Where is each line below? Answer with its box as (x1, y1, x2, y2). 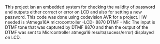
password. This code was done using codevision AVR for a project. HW (5, 14, 147, 20)
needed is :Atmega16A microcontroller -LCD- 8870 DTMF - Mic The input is (5, 19, 156, 25)
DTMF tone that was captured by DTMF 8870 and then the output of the (5, 24, 148, 30)
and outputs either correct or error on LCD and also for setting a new (5, 9, 142, 15)
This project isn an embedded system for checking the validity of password (5, 4, 156, 10)
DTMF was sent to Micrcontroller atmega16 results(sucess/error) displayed (5, 30, 154, 35)
